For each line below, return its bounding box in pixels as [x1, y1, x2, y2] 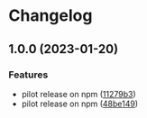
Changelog [8, 5, 93, 26]
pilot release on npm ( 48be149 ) [21, 98, 139, 109]
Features [8, 68, 49, 81]
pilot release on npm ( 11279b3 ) [21, 88, 136, 99]
